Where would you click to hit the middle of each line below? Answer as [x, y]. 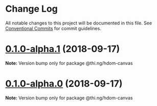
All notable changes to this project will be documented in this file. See [79, 23]
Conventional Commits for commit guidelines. [53, 28]
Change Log [31, 9]
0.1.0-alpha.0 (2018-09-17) [64, 84]
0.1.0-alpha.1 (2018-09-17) [63, 49]
